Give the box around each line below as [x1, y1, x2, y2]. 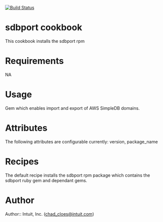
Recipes [5, 156, 39, 167]
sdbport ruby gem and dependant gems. [5, 177, 88, 183]
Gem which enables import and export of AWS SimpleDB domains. [5, 105, 140, 111]
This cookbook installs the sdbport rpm [5, 38, 85, 44]
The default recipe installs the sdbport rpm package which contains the [5, 172, 150, 178]
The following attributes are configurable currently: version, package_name [5, 138, 158, 145]
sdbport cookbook [5, 22, 82, 33]
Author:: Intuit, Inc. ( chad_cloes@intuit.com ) [5, 211, 95, 217]
